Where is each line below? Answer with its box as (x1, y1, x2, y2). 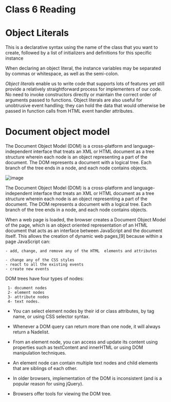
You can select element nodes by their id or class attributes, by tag (12, 308, 155, 314)
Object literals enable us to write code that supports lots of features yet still (5, 81, 165, 87)
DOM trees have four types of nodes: (5, 275, 84, 282)
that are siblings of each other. (12, 365, 78, 372)
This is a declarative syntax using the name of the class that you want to (5, 44, 158, 50)
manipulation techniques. (12, 350, 67, 356)
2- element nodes (7, 290, 45, 295)
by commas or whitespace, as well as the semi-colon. (5, 71, 119, 77)
